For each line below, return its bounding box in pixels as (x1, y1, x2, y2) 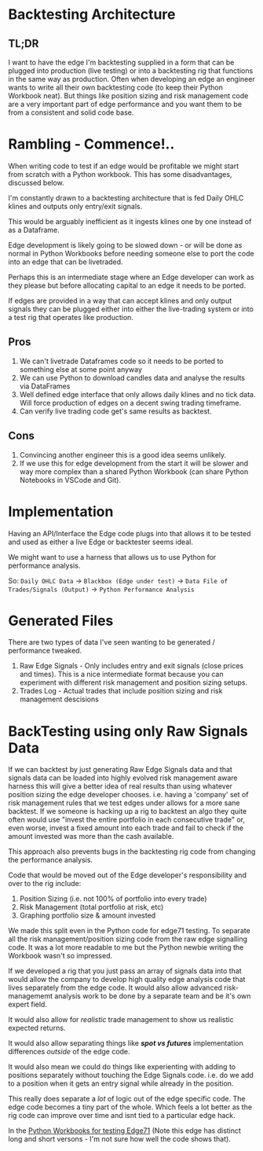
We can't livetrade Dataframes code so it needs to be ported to (19, 356, 224, 366)
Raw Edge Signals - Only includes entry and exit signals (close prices (19, 661, 244, 671)
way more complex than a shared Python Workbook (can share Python (19, 466, 249, 476)
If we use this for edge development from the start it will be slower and (19, 458, 249, 468)
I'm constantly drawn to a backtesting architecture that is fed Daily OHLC (8, 193, 244, 202)
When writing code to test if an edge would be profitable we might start (8, 161, 239, 171)
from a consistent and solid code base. (8, 108, 134, 117)
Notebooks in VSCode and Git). (19, 475, 122, 484)
